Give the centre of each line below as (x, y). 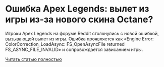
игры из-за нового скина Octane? (79, 19)
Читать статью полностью (34, 59)
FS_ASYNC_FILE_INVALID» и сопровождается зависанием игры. (74, 49)
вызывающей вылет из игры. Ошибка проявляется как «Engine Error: (79, 39)
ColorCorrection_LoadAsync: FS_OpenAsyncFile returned (65, 44)
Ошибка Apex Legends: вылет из (77, 9)
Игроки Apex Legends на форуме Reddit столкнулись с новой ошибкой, (82, 33)
